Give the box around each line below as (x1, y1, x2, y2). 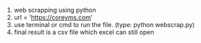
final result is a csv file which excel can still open (13, 28, 155, 36)
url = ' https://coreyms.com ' (13, 13, 93, 21)
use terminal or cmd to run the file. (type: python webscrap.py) (13, 21, 195, 28)
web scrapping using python (13, 6, 96, 14)
